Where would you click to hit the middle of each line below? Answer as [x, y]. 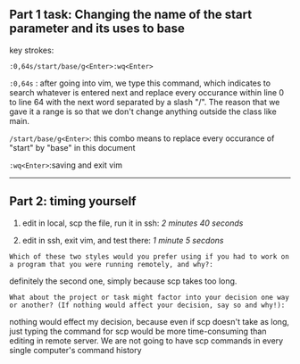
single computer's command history [75, 350]
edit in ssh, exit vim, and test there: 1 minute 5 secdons [123, 240]
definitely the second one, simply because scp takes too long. [123, 281]
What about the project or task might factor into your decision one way [150, 297]
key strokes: [32, 50]
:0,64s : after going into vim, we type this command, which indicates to [140, 83]
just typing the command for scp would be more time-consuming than [138, 331]
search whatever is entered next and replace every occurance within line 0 [146, 92]
